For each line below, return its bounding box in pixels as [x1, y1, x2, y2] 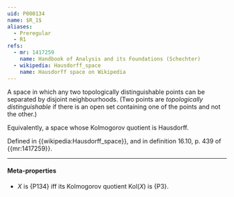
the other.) [7, 109, 37, 118]
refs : [7, 42, 23, 49]
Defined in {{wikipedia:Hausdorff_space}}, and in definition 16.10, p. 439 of [7, 136, 221, 145]
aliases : [7, 23, 33, 30]
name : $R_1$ [7, 17, 42, 24]
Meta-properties [7, 166, 57, 175]
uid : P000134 [7, 10, 45, 17]
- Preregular [13, 29, 52, 37]
